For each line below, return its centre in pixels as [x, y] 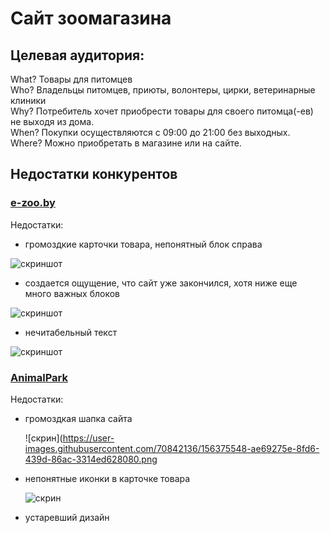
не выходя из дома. [52, 121]
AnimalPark [39, 377]
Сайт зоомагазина [91, 18]
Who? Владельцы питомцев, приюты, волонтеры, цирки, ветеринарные [163, 90]
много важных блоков [72, 293]
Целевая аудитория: [77, 55]
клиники [28, 100]
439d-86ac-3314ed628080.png [91, 459]
